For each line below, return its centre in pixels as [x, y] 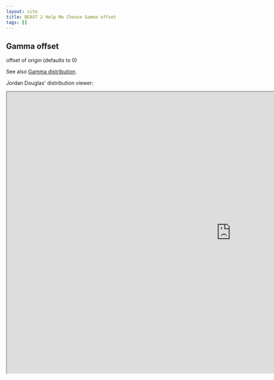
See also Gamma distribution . [42, 72]
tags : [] [17, 22]
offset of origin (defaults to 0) [42, 60]
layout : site [22, 11]
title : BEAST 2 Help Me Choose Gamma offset [61, 17]
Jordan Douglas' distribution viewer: [50, 83]
